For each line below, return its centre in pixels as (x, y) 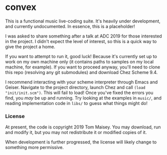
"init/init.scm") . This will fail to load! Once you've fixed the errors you (79, 92)
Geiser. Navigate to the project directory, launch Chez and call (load (75, 87)
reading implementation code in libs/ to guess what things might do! (76, 103)
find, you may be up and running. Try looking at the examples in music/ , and (83, 98)
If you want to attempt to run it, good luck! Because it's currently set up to (81, 56)
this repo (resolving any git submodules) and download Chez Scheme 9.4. (81, 72)
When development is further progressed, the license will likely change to (81, 142)
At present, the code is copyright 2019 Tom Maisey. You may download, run (83, 127)
